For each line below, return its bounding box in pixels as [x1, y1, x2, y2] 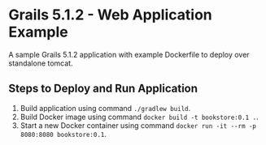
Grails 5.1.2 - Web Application [8, 6, 213, 24]
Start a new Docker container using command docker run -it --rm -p [20, 120, 257, 130]
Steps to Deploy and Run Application [8, 82, 198, 96]
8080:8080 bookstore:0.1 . [20, 129, 107, 139]
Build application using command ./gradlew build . [20, 103, 191, 113]
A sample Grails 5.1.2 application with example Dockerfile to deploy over [8, 49, 250, 59]
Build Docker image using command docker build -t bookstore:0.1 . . [20, 112, 259, 122]
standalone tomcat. [8, 58, 73, 68]
